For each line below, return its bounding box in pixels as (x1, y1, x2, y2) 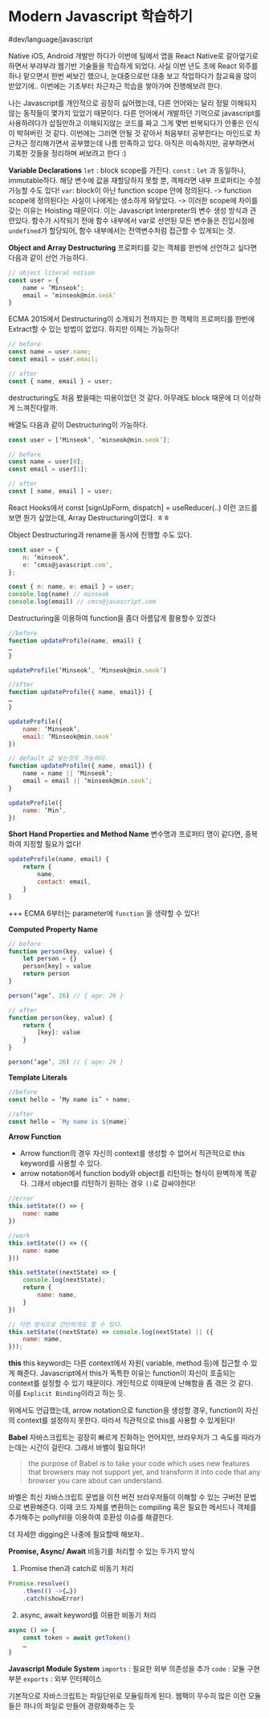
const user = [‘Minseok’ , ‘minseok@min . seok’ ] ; (8, 435, 171, 444)
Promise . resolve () (8, 1580, 70, 1588)
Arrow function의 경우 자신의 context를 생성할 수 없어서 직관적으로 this (19, 1149, 246, 1158)
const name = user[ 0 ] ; (8, 458, 84, 466)
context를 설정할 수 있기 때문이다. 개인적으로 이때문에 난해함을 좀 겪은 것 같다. (8, 1378, 254, 1388)
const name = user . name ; (8, 348, 92, 356)
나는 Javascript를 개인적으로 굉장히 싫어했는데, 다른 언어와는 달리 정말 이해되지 (8, 98, 257, 108)
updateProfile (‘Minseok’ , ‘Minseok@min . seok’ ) (8, 666, 167, 675)
